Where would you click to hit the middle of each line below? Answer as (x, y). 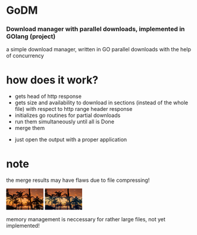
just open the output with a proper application (71, 140)
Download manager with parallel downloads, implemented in (96, 29)
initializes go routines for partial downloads (68, 115)
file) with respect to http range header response (74, 109)
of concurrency (25, 56)
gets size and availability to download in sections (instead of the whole (101, 103)
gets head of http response (48, 97)
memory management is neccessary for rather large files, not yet (86, 219)
